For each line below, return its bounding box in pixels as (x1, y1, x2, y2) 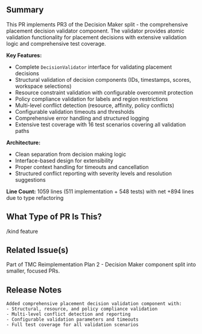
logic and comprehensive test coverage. (6, 40, 107, 47)
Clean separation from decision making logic (14, 150, 127, 158)
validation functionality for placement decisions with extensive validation (6, 33, 187, 41)
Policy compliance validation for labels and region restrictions (14, 95, 168, 102)
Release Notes (6, 285, 62, 295)
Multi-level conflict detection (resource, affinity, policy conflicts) (14, 102, 175, 109)
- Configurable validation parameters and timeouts (6, 317, 139, 323)
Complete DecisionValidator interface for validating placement (14, 63, 172, 70)
